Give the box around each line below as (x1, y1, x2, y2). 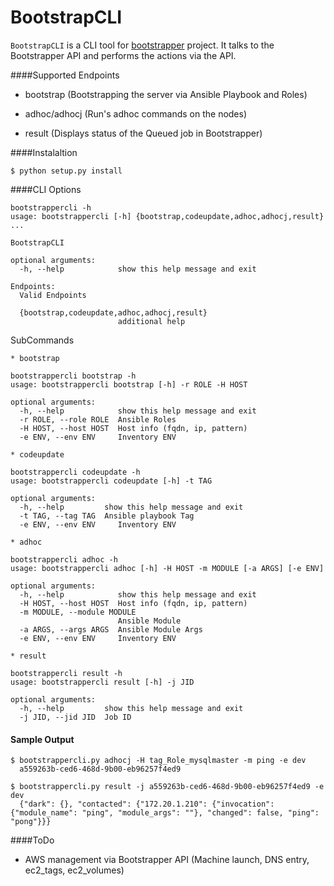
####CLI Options (10, 183, 82, 195)
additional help (117, 316, 186, 326)
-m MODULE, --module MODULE (19, 607, 137, 617)
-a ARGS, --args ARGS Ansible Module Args (19, 624, 203, 635)
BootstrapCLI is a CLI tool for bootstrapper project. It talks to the (10, 39, 275, 51)
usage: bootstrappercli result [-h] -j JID (10, 677, 195, 687)
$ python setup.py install (10, 166, 123, 176)
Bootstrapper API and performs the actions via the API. (10, 49, 237, 61)
